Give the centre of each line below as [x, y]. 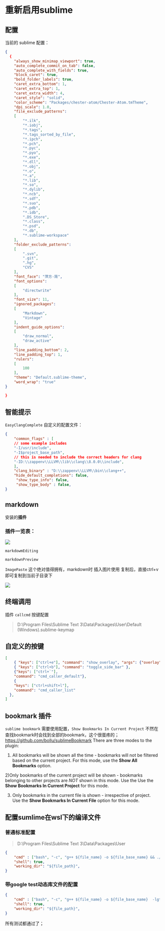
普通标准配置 [20, 832]
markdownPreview [22, 559]
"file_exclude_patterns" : [41, 111]
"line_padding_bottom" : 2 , [41, 350]
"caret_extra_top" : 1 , [37, 89]
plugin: [12, 746]
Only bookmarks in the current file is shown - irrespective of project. [82, 795]
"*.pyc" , [32, 148]
